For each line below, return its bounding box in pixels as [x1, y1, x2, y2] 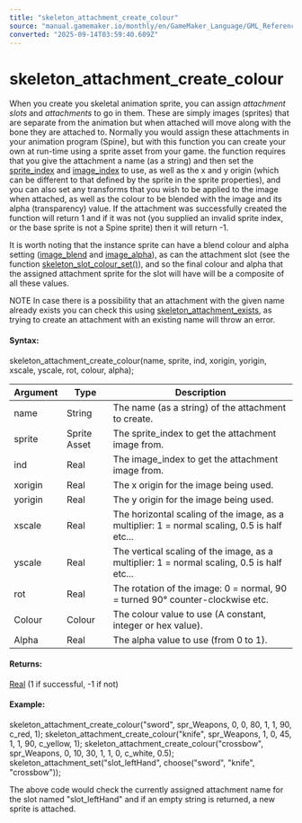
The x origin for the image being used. [112, 478, 274, 491]
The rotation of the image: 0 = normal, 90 [112, 581, 288, 594]
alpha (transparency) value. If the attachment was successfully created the [9, 203, 288, 214]
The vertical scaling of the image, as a [112, 544, 274, 557]
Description [174, 385, 226, 398]
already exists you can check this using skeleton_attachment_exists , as [9, 305, 272, 315]
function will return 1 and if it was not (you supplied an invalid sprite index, [9, 213, 284, 224]
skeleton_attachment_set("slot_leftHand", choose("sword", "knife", [9, 757, 255, 768]
